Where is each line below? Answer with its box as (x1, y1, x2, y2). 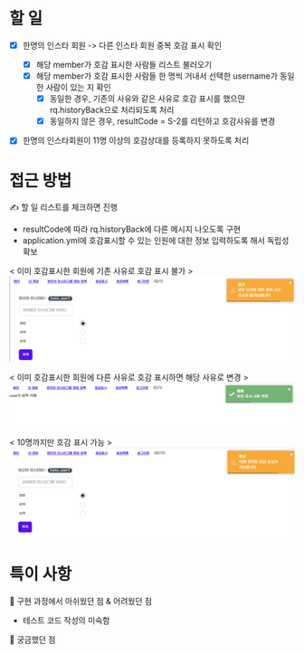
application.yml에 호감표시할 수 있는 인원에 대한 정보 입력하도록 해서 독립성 (22, 235, 290, 246)
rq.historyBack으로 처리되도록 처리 (49, 105, 175, 116)
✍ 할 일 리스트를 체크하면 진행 (9, 202, 118, 213)
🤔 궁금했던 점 (9, 634, 56, 645)
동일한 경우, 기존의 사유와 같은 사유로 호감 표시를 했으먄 (49, 93, 246, 104)
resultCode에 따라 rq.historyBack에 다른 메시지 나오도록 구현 (22, 223, 242, 235)
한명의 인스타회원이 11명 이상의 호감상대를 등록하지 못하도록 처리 (22, 135, 250, 146)
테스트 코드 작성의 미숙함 (22, 614, 110, 625)
